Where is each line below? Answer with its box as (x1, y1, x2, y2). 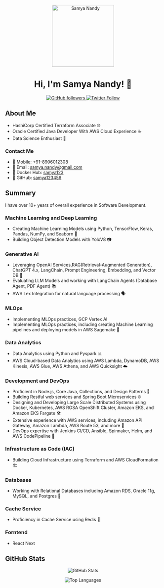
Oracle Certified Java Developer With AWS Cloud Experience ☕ (12, 128, 142, 134)
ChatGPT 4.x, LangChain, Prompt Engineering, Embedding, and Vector (12, 267, 156, 273)
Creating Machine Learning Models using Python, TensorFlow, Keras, (12, 226, 153, 232)
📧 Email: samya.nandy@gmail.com (12, 164, 82, 170)
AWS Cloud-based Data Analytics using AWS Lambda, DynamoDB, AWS (12, 358, 160, 363)
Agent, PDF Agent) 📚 (12, 283, 57, 289)
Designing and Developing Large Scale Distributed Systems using (12, 400, 146, 406)
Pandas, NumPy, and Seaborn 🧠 (12, 231, 78, 237)
